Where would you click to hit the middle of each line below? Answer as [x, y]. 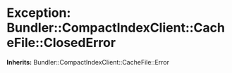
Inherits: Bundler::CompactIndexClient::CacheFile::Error [88, 62]
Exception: [39, 13]
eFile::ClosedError [61, 43]
